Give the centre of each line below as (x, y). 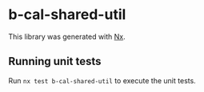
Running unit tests (55, 61)
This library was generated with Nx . (67, 36)
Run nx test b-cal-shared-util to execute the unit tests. (102, 80)
